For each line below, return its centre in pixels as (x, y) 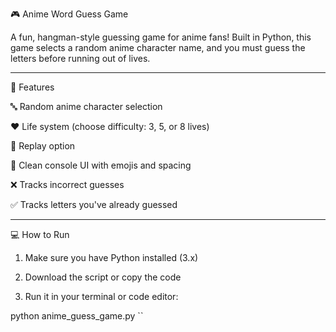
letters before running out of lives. (80, 58)
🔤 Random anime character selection (86, 106)
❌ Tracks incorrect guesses (67, 184)
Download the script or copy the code (103, 277)
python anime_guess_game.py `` (77, 316)
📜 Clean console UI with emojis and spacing (101, 165)
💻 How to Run (40, 234)
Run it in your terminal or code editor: (101, 296)
